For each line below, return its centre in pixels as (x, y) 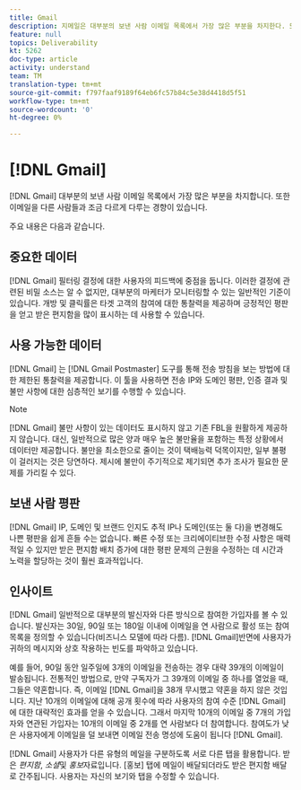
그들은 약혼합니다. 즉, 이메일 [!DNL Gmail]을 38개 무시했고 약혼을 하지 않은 (140, 690)
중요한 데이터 (43, 257)
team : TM (26, 76)
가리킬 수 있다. (51, 472)
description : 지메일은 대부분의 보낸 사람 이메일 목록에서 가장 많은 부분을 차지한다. (147, 26)
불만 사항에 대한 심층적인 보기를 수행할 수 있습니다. (98, 391)
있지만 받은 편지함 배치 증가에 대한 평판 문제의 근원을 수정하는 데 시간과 (159, 549)
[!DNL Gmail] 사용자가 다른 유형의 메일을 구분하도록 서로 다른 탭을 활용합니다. (145, 754)
